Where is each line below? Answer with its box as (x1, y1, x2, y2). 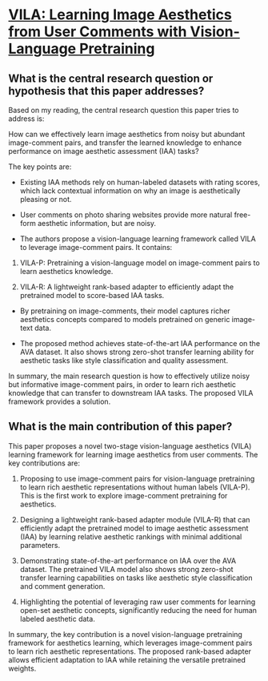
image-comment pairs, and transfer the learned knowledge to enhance (8, 138, 242, 147)
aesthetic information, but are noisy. (37, 219, 157, 228)
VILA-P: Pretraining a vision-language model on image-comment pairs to (19, 258, 260, 268)
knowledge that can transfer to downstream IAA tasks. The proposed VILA (8, 389, 254, 397)
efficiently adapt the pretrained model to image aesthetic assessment (19, 523, 249, 533)
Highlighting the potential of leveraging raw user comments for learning (19, 597, 256, 606)
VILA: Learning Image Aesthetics (8, 6, 232, 24)
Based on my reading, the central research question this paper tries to (8, 106, 239, 115)
